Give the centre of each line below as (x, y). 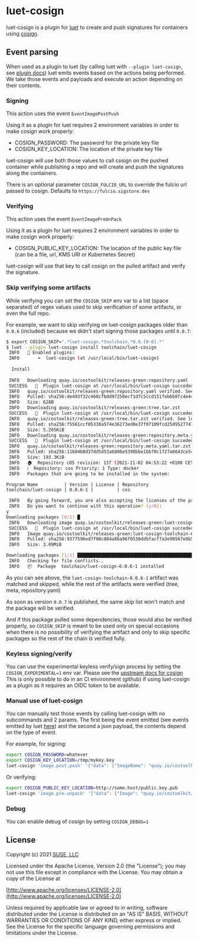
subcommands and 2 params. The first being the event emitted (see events (98, 720)
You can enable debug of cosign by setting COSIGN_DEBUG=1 (77, 821)
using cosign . (22, 33)
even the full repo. (28, 313)
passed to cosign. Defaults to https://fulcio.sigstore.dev (78, 191)
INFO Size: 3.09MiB (35, 545)
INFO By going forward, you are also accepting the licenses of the (97, 501)
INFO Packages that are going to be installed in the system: (89, 474)
